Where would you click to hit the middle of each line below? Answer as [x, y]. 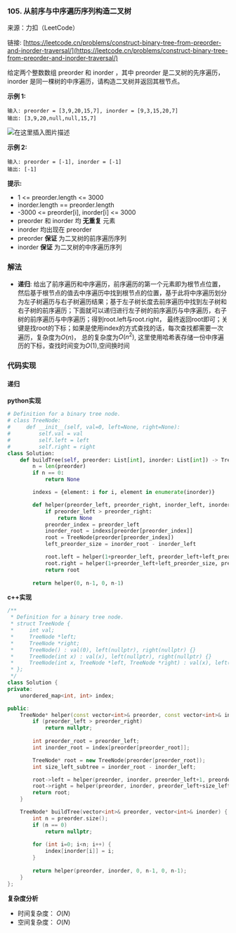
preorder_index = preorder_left [92, 525]
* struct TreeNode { [40, 624]
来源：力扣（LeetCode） [43, 28]
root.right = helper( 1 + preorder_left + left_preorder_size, [131, 563]
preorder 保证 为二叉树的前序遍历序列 [72, 239]
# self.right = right [52, 447]
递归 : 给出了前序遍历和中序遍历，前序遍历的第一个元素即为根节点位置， [121, 284]
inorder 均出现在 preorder [54, 229]
